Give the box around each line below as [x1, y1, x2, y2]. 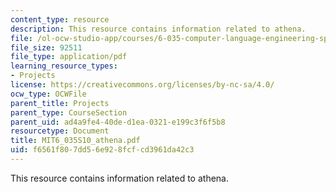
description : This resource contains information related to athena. [10, 24, 307, 34]
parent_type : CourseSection [10, 107, 128, 118]
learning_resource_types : [10, 61, 118, 71]
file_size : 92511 [10, 42, 83, 53]
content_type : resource [10, 14, 110, 25]
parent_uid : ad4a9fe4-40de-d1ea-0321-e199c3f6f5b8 [10, 117, 226, 127]
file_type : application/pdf [10, 52, 128, 62]
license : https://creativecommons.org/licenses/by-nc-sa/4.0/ [10, 80, 275, 90]
